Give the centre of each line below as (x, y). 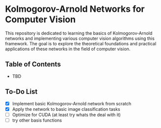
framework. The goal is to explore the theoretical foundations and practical (81, 43)
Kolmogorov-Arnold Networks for (75, 9)
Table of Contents (33, 64)
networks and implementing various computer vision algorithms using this (80, 38)
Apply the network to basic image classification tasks (66, 109)
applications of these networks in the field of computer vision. (68, 49)
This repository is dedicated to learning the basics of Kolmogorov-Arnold (79, 33)
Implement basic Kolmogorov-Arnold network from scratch (72, 103)
